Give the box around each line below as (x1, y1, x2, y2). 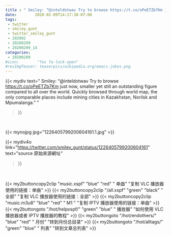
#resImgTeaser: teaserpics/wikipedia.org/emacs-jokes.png (5, 64, 131, 69)
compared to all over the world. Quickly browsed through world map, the (5, 89, 158, 95)
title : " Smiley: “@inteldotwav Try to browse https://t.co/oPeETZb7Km (5, 7, 163, 13)
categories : (5, 50, 31, 55)
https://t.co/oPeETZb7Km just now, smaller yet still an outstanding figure (5, 83, 157, 89)
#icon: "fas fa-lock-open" (5, 59, 79, 64)
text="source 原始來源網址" (5, 150, 63, 156)
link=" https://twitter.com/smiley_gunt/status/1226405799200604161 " (5, 144, 150, 150)
